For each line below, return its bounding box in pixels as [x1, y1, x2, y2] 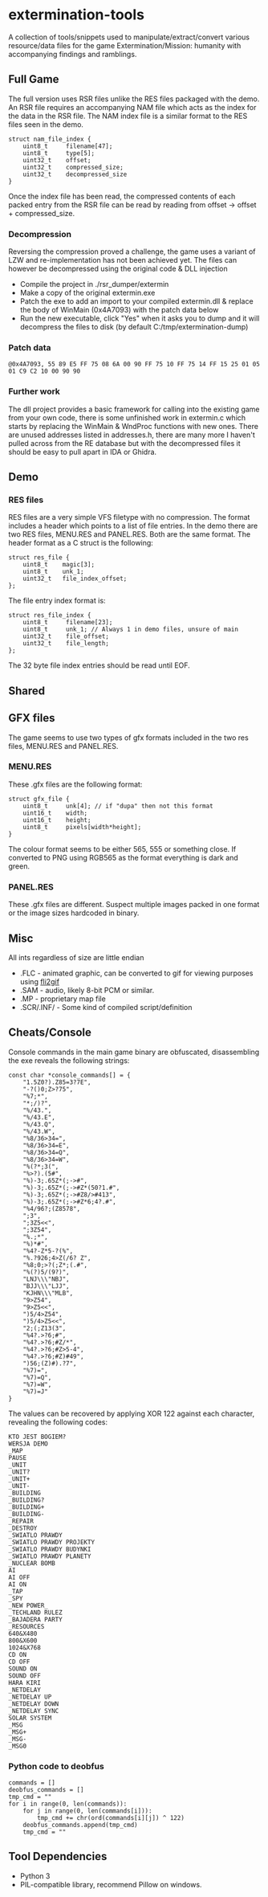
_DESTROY [8, 1524, 38, 1532]
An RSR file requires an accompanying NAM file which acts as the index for [8, 102, 257, 112]
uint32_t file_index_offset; [22, 574, 128, 583]
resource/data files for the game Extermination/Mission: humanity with [8, 40, 242, 50]
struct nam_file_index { [8, 135, 91, 143]
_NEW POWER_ [8, 1601, 48, 1609]
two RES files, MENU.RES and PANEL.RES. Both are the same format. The [8, 529, 251, 539]
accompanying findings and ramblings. [8, 49, 137, 59]
